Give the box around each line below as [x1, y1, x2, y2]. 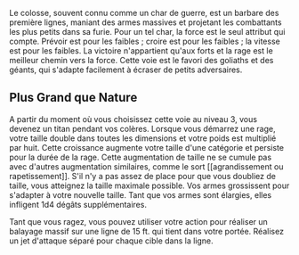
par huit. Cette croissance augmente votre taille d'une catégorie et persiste [9, 142, 285, 152]
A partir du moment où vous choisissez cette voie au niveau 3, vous [9, 113, 258, 124]
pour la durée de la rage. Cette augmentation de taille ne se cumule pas [9, 152, 272, 162]
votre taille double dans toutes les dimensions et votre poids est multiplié [9, 133, 277, 144]
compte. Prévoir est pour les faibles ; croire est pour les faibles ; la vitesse [9, 36, 280, 46]
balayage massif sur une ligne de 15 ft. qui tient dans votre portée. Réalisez [9, 226, 285, 236]
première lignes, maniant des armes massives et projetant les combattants [9, 17, 282, 28]
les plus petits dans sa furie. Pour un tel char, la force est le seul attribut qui [9, 27, 286, 37]
